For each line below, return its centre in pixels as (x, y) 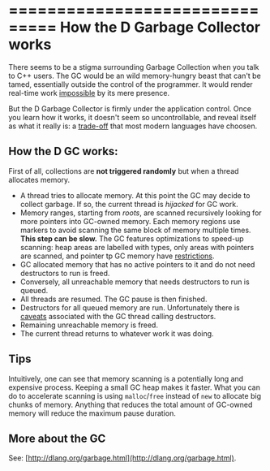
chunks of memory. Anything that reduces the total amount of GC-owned (131, 404)
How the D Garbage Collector (160, 27)
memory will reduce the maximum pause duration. (92, 413)
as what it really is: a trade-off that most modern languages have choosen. (133, 126)
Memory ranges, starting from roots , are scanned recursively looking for (141, 213)
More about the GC (57, 438)
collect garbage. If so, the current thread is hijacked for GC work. (129, 204)
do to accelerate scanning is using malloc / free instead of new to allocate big (135, 395)
